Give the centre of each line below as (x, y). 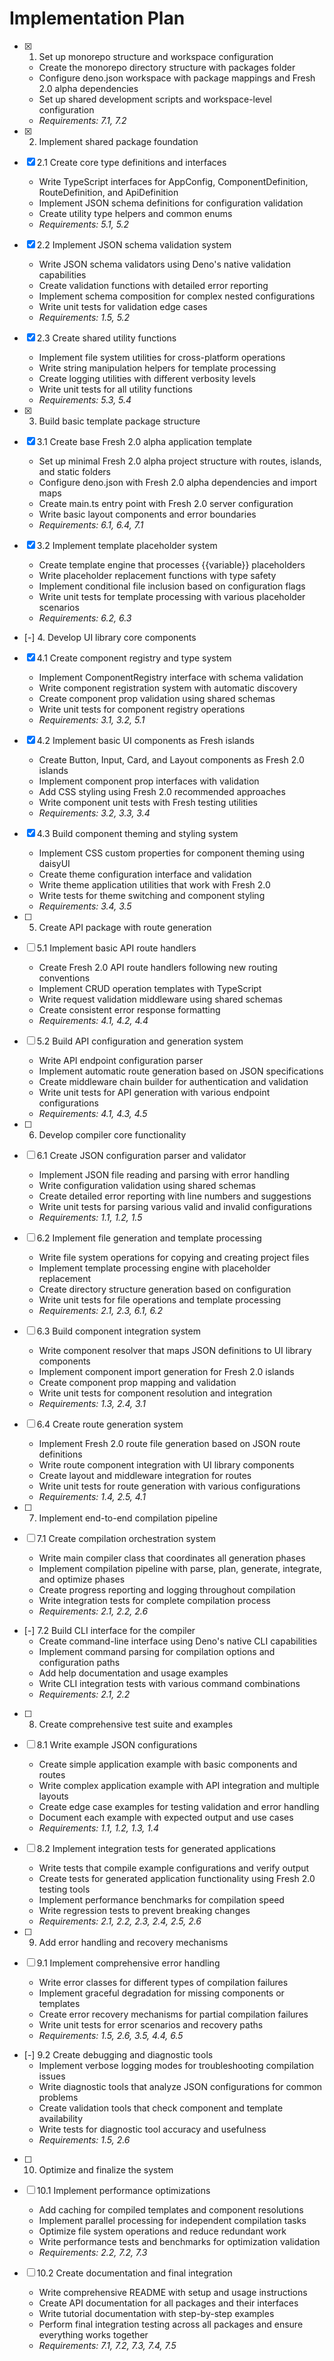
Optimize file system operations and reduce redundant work (162, 2231)
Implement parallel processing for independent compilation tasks (172, 2220)
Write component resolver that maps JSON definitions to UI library (175, 1350)
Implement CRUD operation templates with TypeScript (150, 988)
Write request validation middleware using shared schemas (160, 999)
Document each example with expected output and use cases (166, 1817)
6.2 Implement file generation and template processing (149, 1238)
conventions (64, 978)
